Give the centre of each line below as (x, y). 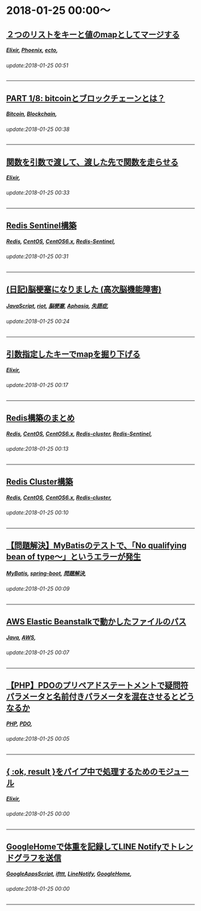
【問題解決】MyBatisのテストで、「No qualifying (97, 546)
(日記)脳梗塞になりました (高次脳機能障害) (84, 290)
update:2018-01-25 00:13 (37, 449)
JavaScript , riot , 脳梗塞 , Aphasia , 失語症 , (58, 306)
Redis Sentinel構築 (41, 226)
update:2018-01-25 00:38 (38, 129)
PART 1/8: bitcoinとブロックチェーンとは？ (86, 98)
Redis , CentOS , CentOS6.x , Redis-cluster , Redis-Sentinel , (79, 433)
